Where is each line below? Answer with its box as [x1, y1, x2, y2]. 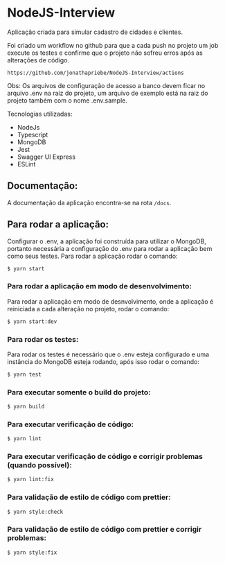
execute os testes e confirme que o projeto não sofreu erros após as [7, 49, 203, 57]
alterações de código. [7, 55, 70, 64]
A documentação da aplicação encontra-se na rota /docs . [7, 198, 172, 207]
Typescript [17, 130, 48, 139]
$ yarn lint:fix [7, 476, 54, 483]
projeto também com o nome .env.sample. [7, 96, 128, 105]
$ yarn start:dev [7, 318, 57, 325]
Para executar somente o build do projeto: [7, 387, 151, 397]
